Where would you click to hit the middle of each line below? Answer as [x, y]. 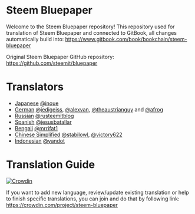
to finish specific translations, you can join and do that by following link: [93, 199]
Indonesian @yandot [40, 141]
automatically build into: [35, 39]
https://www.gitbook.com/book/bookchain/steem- [126, 39]
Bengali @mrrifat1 [36, 128]
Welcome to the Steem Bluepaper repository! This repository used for [90, 27]
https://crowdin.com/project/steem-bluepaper [62, 205]
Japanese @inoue [37, 103]
